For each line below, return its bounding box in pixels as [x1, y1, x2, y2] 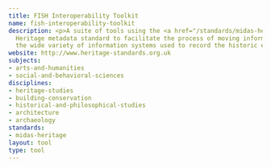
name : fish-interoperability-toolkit [8, 19, 135, 27]
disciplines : [8, 79, 52, 87]
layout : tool [8, 138, 52, 147]
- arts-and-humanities [8, 64, 85, 72]
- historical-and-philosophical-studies [8, 101, 147, 109]
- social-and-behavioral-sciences [8, 71, 125, 79]
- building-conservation [8, 94, 92, 102]
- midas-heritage [8, 131, 67, 139]
